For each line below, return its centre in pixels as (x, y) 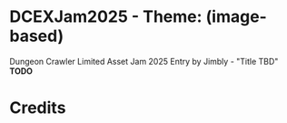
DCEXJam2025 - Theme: (106, 17)
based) (37, 36)
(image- (237, 17)
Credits (38, 108)
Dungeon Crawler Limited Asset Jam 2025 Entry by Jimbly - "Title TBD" (144, 61)
